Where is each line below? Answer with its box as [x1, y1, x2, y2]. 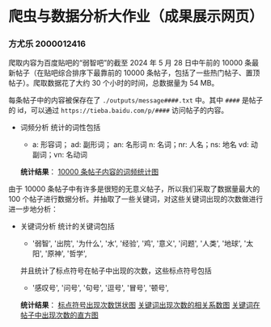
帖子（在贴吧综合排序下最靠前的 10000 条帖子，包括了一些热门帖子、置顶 [15, 68, 260, 78]
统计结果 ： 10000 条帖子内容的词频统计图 [19, 167, 159, 177]
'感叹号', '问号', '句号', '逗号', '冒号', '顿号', [32, 283, 169, 293]
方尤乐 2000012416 [8, 38, 87, 49]
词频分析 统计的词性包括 [19, 123, 101, 132]
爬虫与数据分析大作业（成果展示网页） [8, 7, 265, 26]
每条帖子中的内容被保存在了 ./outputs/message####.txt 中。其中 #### [8, 95, 240, 105]
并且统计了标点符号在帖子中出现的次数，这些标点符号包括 [19, 266, 212, 275]
